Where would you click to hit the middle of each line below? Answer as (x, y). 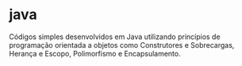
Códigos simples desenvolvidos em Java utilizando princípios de (115, 37)
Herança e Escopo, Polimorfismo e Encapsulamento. (95, 53)
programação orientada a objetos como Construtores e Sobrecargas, (122, 45)
